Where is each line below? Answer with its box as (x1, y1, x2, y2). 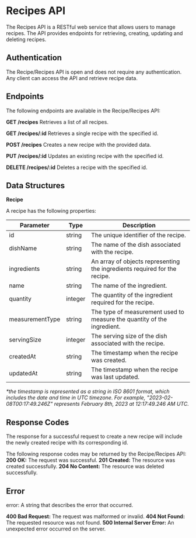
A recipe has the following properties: (6, 208, 96, 215)
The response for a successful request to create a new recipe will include (6, 433, 183, 440)
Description (122, 221, 156, 229)
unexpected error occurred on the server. (6, 525, 106, 532)
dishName (9, 244, 37, 253)
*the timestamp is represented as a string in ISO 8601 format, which (6, 388, 170, 395)
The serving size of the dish (91, 332, 167, 340)
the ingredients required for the (91, 265, 177, 273)
